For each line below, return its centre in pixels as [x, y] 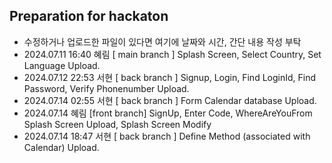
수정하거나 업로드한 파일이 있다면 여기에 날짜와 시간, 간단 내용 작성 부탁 [162, 41]
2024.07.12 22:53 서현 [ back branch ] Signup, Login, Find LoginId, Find [170, 77]
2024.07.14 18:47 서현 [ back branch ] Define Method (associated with [167, 136]
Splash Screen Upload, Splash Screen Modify [117, 124]
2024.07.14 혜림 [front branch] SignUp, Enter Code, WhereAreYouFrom [168, 113]
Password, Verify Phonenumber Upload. [106, 88]
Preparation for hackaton [89, 16]
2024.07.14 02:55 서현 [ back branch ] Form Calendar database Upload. [170, 100]
